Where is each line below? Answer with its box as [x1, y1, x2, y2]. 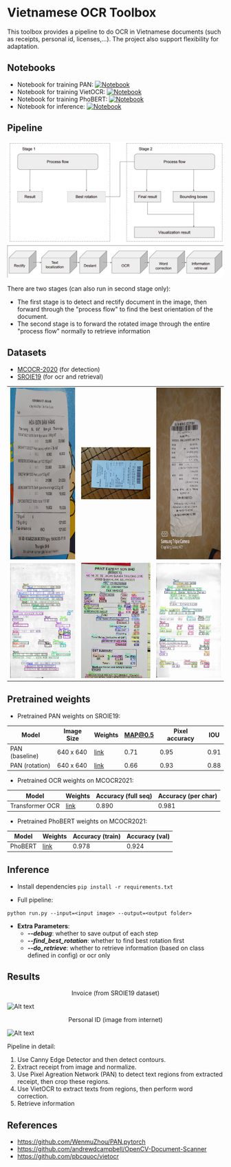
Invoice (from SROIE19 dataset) [71, 989, 160, 997]
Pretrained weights [7, 693, 91, 705]
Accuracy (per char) [157, 792, 218, 800]
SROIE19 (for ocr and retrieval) [16, 373, 104, 381]
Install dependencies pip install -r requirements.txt [16, 882, 173, 891]
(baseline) [10, 751, 39, 760]
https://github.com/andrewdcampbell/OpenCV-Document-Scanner [16, 1145, 208, 1153]
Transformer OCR [10, 802, 60, 810]
